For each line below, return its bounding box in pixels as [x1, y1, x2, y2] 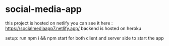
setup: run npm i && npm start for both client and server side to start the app [5, 35, 164, 41]
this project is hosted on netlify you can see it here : [5, 20, 113, 26]
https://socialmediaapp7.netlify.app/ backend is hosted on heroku [5, 25, 141, 31]
